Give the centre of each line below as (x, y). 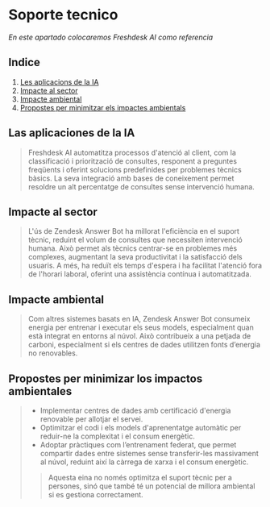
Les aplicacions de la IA (59, 81)
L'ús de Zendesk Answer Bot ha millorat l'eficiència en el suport (134, 231)
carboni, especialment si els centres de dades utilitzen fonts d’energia (144, 345)
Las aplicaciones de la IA (72, 133)
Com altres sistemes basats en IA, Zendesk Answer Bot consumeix (139, 319)
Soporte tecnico (63, 15)
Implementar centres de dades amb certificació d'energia (135, 410)
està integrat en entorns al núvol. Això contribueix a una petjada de (139, 336)
